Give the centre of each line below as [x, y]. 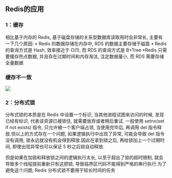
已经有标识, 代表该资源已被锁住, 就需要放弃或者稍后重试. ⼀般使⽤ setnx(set [85, 121]
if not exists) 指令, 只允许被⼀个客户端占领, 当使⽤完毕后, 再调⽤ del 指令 [81, 127]
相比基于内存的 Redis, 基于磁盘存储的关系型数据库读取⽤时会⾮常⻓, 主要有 [84, 37]
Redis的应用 [25, 9]
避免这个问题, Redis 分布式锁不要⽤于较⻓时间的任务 [60, 170]
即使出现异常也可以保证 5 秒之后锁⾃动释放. [58, 147]
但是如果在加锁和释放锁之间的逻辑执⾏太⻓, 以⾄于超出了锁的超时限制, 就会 [84, 158]
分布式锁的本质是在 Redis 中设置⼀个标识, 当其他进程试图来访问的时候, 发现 [85, 115]
